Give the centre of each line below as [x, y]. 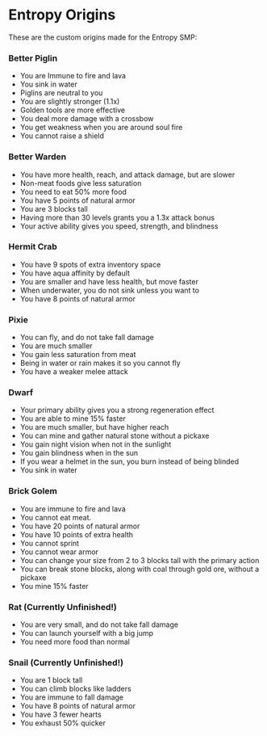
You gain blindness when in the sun [79, 453]
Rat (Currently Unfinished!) [63, 607]
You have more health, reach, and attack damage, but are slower [127, 175]
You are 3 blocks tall [54, 208]
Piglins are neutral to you [61, 93]
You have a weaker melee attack [74, 372]
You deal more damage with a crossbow [87, 119]
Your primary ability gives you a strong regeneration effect [117, 410]
